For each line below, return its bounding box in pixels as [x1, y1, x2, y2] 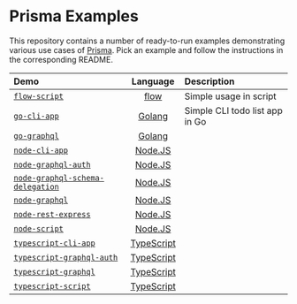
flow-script [13, 91, 65, 101]
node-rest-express [13, 209, 91, 219]
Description [184, 75, 235, 87]
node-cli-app [13, 145, 69, 156]
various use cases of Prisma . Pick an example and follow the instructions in [9, 44, 284, 55]
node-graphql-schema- [13, 172, 104, 183]
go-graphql [13, 131, 59, 141]
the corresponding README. [9, 54, 113, 65]
